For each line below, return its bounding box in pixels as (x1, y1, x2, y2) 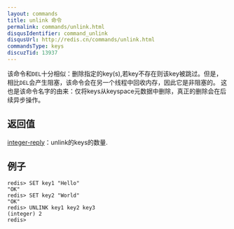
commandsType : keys (7, 43, 64, 50)
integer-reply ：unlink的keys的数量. (7, 138, 109, 146)
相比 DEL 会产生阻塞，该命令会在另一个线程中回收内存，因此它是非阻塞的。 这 (7, 78, 228, 86)
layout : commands (7, 10, 58, 18)
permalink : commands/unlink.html (7, 23, 105, 30)
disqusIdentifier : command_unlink (7, 29, 109, 37)
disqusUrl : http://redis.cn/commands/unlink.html (7, 36, 156, 43)
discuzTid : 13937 (7, 50, 58, 57)
